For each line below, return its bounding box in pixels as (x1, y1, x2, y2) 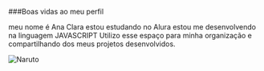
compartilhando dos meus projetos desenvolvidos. (8, 39, 176, 49)
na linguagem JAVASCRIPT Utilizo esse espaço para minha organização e (8, 31, 253, 40)
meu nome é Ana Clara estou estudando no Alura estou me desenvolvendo (8, 22, 257, 31)
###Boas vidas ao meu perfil (8, 7, 104, 16)
